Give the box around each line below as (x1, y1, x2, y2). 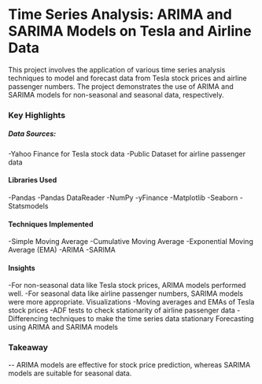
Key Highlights (8, 109, 65, 120)
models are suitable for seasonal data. (8, 368, 132, 378)
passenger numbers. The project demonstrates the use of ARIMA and (8, 81, 234, 91)
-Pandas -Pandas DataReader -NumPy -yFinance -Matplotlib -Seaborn (8, 193, 238, 202)
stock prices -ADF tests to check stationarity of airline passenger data (8, 305, 236, 316)
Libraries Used (8, 175, 57, 185)
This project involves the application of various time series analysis (8, 65, 226, 74)
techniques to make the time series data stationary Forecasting (50, 314, 254, 323)
